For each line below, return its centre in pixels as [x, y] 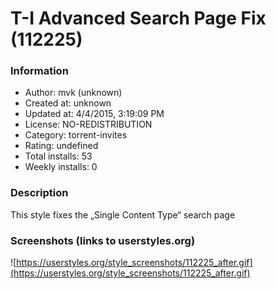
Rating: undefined [61, 146]
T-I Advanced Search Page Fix [138, 18]
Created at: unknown [68, 103]
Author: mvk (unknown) [73, 93]
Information [39, 71]
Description [39, 193]
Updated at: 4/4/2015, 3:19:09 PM [94, 114]
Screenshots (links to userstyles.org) [103, 240]
